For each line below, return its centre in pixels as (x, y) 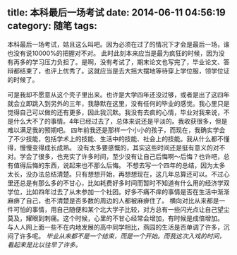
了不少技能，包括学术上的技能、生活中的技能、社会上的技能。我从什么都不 (115, 138)
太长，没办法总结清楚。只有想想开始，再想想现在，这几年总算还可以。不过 (115, 174)
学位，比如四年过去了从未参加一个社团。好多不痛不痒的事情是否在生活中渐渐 (119, 191)
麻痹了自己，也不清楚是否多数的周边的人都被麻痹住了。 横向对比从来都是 (113, 201)
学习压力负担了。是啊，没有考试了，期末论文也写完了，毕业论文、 (127, 61)
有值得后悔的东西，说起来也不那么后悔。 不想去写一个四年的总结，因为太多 (116, 165)
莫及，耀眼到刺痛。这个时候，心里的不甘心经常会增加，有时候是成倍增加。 (115, 218)
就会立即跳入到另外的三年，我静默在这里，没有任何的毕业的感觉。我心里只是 (119, 103)
